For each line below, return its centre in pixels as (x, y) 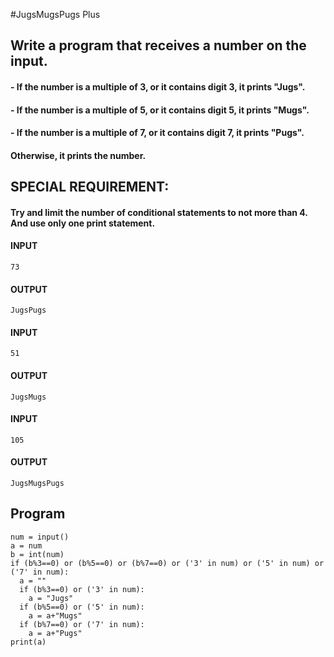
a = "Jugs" (51, 598)
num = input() (40, 537)
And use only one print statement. (83, 223)
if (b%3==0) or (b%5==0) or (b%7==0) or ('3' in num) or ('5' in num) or (167, 563)
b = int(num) (37, 554)
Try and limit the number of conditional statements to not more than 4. (159, 212)
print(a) (28, 642)
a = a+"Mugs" (55, 615)
